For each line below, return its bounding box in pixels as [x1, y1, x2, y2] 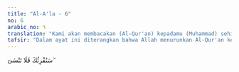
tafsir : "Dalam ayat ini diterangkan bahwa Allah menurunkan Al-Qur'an [7, 37, 224, 44]
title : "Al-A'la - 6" [7, 10, 72, 18]
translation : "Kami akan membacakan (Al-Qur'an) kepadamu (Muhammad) [7, 30, 218, 37]
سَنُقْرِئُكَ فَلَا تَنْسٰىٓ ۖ [7, 56, 55, 64]
